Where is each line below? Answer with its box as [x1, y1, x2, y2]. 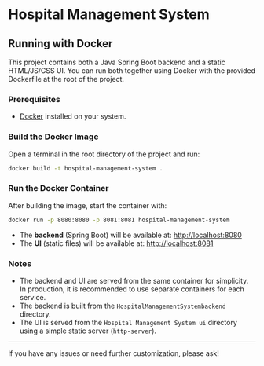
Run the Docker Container [8, 183, 109, 194]
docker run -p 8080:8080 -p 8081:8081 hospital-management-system [8, 216, 230, 224]
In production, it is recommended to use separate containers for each [19, 284, 245, 294]
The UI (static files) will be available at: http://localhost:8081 [19, 238, 214, 248]
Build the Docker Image [8, 131, 99, 142]
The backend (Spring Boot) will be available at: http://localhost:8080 [19, 230, 242, 240]
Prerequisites [8, 93, 60, 104]
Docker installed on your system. [19, 112, 126, 121]
